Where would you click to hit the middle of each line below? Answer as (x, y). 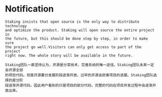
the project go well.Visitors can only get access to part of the (73, 47)
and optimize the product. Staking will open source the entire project (80, 30)
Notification (29, 9)
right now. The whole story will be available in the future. (69, 55)
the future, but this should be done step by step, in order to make (77, 39)
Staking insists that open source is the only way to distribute (72, 22)
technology (16, 26)
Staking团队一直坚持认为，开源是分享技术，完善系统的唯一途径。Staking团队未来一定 (80, 65)
